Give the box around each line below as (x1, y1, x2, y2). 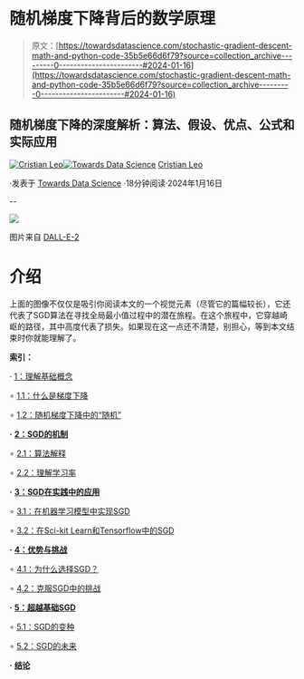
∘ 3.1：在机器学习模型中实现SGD (9, 505, 131, 517)
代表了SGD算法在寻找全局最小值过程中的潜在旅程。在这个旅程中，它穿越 (9, 309, 280, 320)
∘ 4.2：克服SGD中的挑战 (9, 582, 101, 594)
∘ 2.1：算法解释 (9, 448, 66, 459)
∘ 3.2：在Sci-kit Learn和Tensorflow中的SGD (9, 525, 175, 536)
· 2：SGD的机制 (9, 428, 69, 440)
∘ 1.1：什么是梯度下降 (9, 390, 89, 401)
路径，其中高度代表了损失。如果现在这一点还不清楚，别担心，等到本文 (24, 321, 287, 332)
